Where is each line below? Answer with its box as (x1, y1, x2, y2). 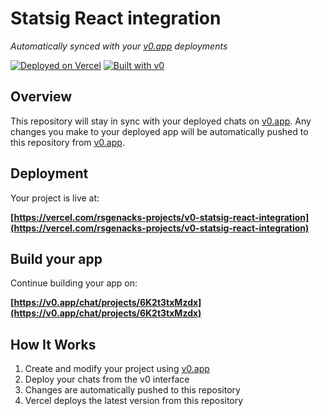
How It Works (10, 336, 97, 353)
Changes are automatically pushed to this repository (24, 384, 241, 396)
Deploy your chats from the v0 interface (24, 373, 190, 386)
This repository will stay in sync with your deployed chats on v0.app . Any (10, 115, 312, 127)
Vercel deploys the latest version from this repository (24, 395, 244, 407)
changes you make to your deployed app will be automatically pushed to (10, 125, 309, 137)
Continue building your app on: (10, 277, 138, 289)
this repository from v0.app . (10, 136, 125, 148)
